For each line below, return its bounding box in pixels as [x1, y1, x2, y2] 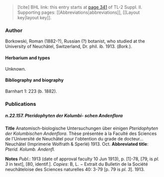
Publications [5, 100, 36, 107]
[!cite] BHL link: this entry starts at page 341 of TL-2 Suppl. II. [17, 4, 143, 10]
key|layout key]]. [17, 15, 52, 20]
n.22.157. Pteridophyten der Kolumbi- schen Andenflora [5, 113, 123, 119]
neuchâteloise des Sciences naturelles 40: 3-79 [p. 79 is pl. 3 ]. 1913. [5, 166, 145, 172]
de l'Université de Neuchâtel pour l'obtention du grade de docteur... [5, 135, 144, 141]
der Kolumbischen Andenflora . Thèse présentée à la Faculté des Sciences [5, 131, 157, 136]
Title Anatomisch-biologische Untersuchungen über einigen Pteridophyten [5, 125, 158, 131]
